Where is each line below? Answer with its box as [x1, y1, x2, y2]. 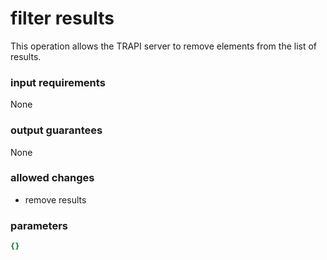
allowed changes [10, 171, 95, 185]
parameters [10, 218, 68, 232]
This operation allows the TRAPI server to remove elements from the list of [10, 40, 318, 52]
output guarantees [10, 123, 103, 137]
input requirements [10, 75, 106, 89]
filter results [10, 7, 115, 30]
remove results [24, 193, 87, 206]
